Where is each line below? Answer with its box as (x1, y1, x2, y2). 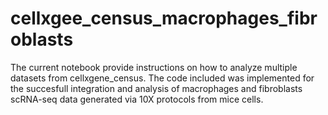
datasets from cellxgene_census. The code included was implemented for (10, 72, 315, 84)
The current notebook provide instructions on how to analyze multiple (10, 61, 298, 73)
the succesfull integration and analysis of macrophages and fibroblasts (10, 82, 303, 94)
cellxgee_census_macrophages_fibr (10, 7, 318, 30)
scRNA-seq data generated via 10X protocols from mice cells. (10, 93, 264, 105)
